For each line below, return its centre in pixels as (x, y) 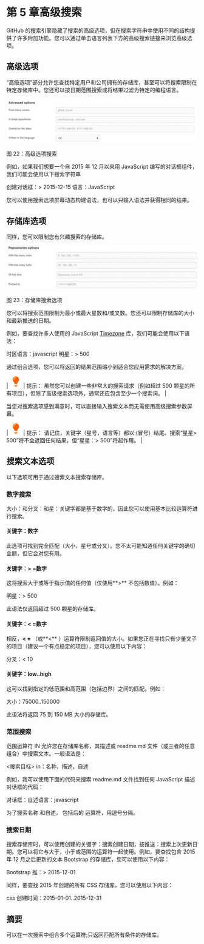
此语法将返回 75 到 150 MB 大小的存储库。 (59, 714)
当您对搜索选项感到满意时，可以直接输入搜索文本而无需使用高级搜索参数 (97, 406)
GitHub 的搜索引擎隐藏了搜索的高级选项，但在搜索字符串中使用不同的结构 (98, 30)
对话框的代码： (25, 787)
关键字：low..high (29, 674)
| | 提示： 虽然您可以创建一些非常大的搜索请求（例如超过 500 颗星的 (98, 385)
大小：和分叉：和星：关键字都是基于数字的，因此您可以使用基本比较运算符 (99, 508)
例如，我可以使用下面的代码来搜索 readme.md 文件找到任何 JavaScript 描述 (101, 779)
